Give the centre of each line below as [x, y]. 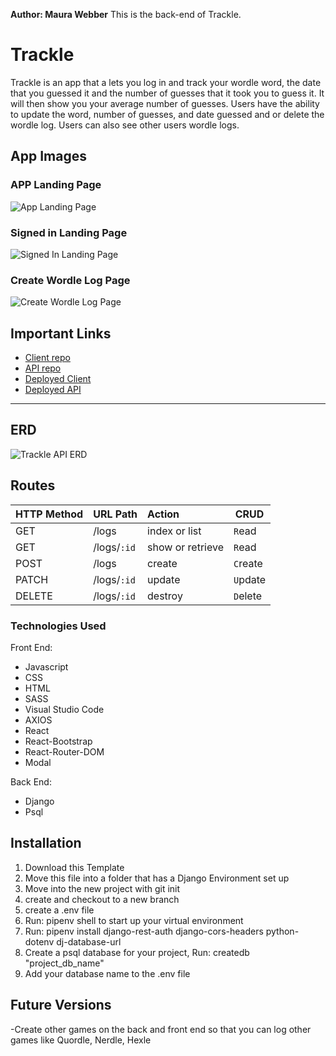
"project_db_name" [64, 963]
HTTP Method [49, 514]
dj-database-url [89, 941]
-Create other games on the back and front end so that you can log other [161, 1029]
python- [282, 931]
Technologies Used [58, 626]
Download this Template [74, 867]
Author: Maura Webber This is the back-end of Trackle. [126, 14]
